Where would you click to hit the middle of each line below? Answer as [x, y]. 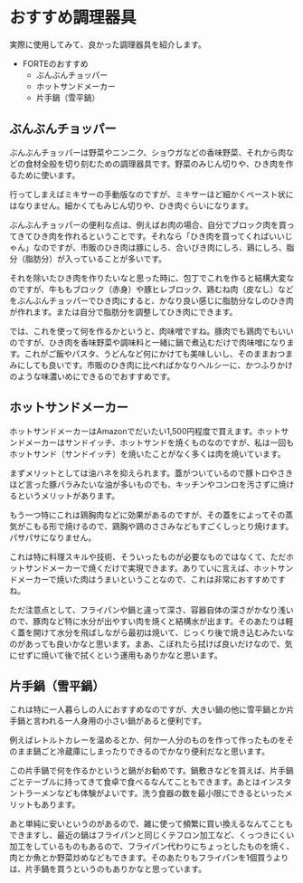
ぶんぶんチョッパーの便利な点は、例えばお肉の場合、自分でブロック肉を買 [148, 224]
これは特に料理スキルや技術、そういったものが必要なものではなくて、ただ [148, 556]
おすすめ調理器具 [73, 18]
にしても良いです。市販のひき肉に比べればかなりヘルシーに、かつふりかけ [155, 365]
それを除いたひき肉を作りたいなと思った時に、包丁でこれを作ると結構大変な [152, 278]
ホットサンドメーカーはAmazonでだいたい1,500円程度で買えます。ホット [146, 431]
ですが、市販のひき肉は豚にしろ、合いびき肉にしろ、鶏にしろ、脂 [171, 247]
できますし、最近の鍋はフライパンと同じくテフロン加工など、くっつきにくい [152, 835]
